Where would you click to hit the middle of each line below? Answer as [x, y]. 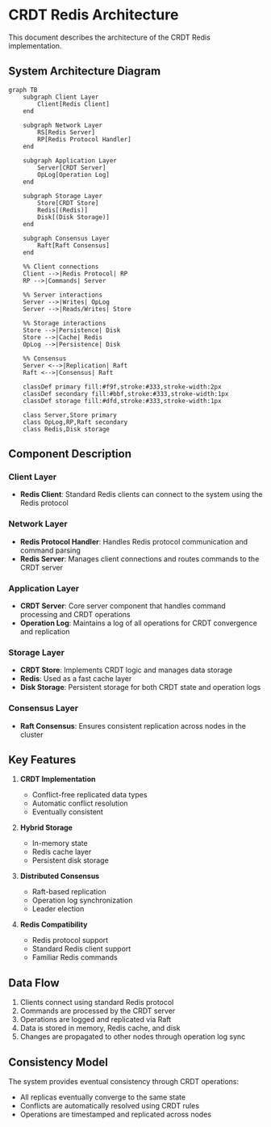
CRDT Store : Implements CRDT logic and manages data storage [126, 670]
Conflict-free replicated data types [90, 795]
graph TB [23, 90]
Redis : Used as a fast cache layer [76, 679]
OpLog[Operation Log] [74, 175]
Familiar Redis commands [75, 957]
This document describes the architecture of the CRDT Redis [110, 37]
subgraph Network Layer [63, 125]
